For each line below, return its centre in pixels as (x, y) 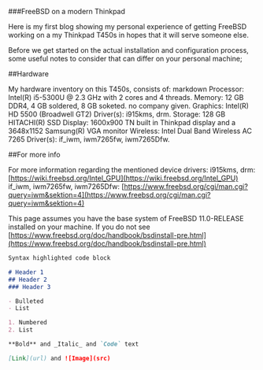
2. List (21, 330)
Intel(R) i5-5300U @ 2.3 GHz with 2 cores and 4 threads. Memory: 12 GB (126, 97)
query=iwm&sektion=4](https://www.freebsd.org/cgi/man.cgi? (109, 195)
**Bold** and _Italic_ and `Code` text (74, 344)
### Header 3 (30, 287)
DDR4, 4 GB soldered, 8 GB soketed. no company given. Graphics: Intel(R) (129, 106)
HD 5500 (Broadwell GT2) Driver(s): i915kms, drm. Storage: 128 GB (117, 114)
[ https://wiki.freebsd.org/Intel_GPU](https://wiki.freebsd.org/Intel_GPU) (123, 178)
